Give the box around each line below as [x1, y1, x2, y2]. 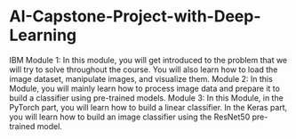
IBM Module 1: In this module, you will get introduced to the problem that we [9, 54, 288, 65]
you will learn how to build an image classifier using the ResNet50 [9, 111, 251, 122]
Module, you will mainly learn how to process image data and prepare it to [9, 83, 280, 94]
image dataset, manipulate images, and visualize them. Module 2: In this [9, 73, 273, 84]
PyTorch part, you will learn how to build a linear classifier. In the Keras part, [9, 102, 288, 112]
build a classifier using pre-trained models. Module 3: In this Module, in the [9, 92, 284, 103]
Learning [9, 25, 77, 45]
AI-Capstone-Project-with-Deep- [9, 6, 261, 27]
